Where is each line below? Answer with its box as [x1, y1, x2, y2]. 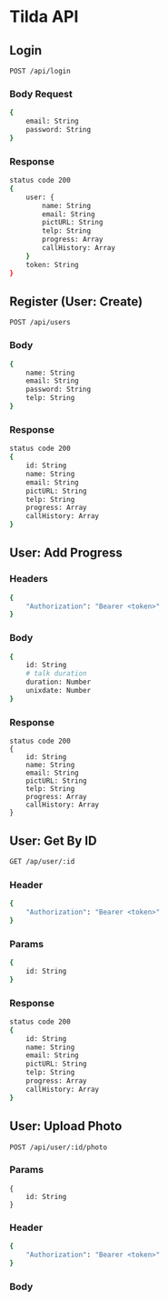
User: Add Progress [9, 545, 123, 561]
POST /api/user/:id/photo [9, 1143, 107, 1152]
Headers [9, 573, 48, 585]
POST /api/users [9, 318, 71, 327]
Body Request [9, 87, 73, 100]
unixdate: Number [25, 686, 92, 696]
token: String [25, 260, 79, 269]
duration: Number [25, 677, 92, 687]
